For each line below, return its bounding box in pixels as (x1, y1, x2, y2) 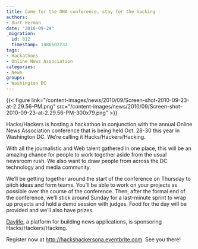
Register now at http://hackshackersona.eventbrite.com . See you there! (6, 236, 181, 243)
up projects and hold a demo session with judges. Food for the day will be (6, 200, 187, 207)
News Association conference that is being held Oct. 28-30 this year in (6, 127, 180, 134)
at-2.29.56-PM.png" (6, 103, 56, 110)
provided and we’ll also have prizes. (6, 207, 94, 213)
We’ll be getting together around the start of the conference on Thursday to (6, 175, 191, 182)
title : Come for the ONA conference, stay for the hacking (6, 8, 156, 15)
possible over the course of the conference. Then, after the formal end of (6, 188, 186, 194)
